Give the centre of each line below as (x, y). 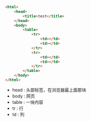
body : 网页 (23, 96)
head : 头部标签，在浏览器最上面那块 (49, 90)
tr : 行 (18, 108)
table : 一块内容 (28, 102)
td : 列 (18, 114)
